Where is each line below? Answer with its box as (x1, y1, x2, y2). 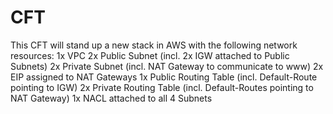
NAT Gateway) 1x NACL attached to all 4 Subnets (10, 92, 213, 104)
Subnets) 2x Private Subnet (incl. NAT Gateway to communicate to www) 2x (10, 60, 324, 72)
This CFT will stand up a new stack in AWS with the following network (10, 39, 298, 51)
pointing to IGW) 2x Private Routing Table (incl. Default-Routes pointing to (10, 81, 314, 93)
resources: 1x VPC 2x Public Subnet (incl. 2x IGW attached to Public (10, 49, 290, 61)
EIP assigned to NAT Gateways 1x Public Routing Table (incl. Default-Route (10, 71, 318, 83)
